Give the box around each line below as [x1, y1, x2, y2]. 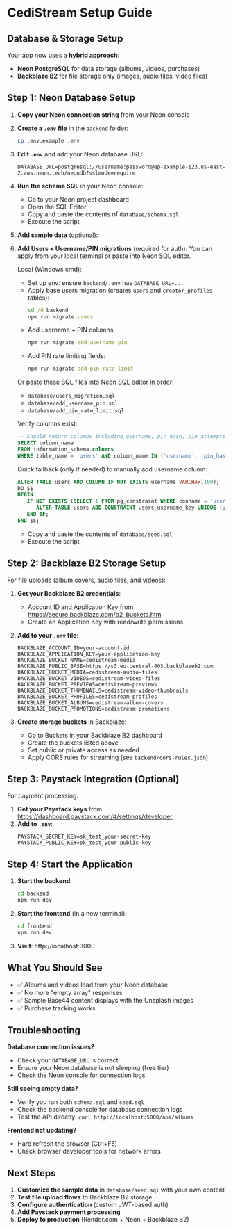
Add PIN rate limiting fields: [27, 352, 106, 360]
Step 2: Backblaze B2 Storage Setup [7, 558, 166, 569]
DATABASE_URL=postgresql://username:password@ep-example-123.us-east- [17, 163, 226, 170]
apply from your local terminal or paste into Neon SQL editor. [17, 252, 191, 260]
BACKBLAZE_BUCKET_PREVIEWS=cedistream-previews [17, 681, 157, 688]
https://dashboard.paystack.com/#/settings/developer [17, 812, 173, 821]
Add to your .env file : [17, 631, 78, 639]
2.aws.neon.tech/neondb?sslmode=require [17, 169, 136, 177]
